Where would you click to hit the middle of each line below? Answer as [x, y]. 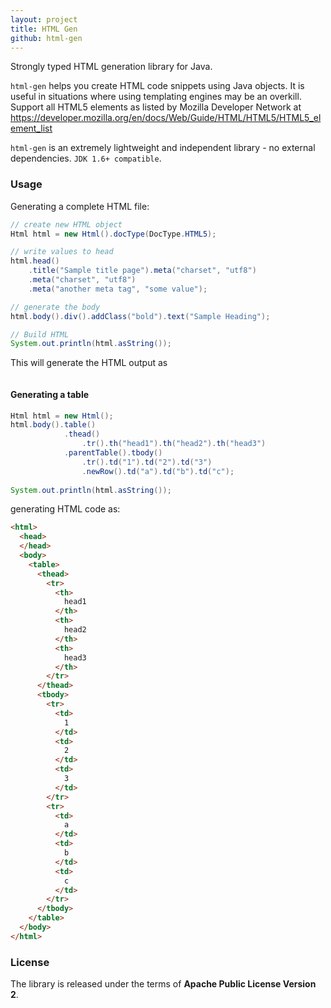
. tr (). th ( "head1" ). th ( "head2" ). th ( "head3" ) [174, 444]
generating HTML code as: [65, 509]
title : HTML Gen [44, 29]
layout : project [44, 19]
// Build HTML [40, 334]
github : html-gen [46, 38]
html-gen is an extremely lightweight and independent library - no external [163, 148]
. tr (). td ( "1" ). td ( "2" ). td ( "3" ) [147, 462]
